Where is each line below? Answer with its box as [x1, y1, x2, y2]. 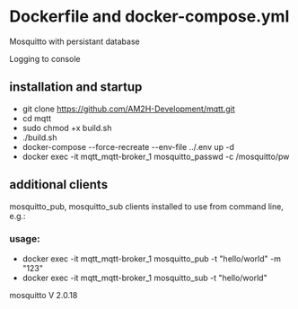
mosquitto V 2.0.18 [9, 289, 78, 300]
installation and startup [9, 79, 143, 95]
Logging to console [9, 53, 81, 64]
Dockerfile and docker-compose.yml [9, 6, 290, 27]
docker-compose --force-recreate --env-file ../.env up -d [22, 141, 235, 152]
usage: [9, 233, 40, 245]
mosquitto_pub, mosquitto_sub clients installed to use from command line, [9, 200, 285, 212]
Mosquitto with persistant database [9, 36, 141, 47]
